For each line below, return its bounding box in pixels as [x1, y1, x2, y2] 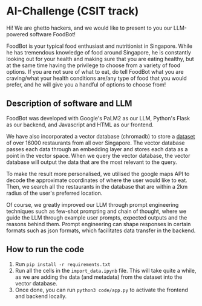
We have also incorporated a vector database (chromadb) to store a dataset [6, 132, 195, 140]
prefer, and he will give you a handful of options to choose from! [6, 80, 166, 88]
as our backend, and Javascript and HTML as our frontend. [6, 121, 154, 128]
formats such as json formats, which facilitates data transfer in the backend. [6, 227, 196, 234]
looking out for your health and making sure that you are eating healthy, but [6, 55, 195, 62]
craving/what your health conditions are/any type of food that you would [6, 74, 187, 82]
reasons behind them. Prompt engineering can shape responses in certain [6, 220, 191, 227]
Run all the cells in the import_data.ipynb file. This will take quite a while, [15, 267, 197, 274]
